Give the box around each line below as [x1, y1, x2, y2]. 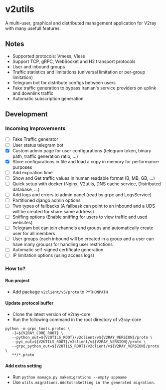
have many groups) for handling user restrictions [12, 241, 113, 248]
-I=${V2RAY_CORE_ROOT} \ [11, 331, 64, 336]
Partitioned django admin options [12, 197, 81, 203]
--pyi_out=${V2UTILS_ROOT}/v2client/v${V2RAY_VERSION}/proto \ [11, 339, 146, 344]
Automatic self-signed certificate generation [12, 247, 104, 253]
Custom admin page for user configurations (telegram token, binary [12, 147, 152, 153]
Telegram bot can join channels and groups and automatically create [12, 225, 154, 231]
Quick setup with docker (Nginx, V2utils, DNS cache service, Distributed [12, 181, 161, 187]
